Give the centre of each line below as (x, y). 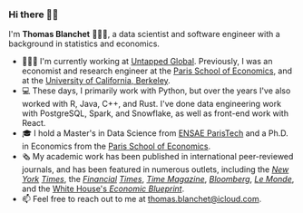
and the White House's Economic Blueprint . (103, 189)
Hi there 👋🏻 (34, 15)
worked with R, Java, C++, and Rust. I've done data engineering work (151, 104)
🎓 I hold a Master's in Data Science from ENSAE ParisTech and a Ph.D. (155, 133)
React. (34, 123)
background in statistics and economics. (84, 44)
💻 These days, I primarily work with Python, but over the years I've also (156, 91)
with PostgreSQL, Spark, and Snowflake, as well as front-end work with (155, 113)
